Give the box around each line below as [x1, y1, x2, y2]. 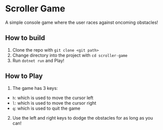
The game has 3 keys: [12, 85, 58, 91]
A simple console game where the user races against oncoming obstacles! [5, 19, 159, 25]
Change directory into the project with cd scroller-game [12, 52, 128, 58]
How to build [5, 34, 45, 42]
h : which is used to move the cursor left [12, 95, 94, 101]
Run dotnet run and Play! [12, 58, 65, 64]
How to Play [5, 72, 43, 80]
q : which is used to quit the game [12, 105, 81, 111]
